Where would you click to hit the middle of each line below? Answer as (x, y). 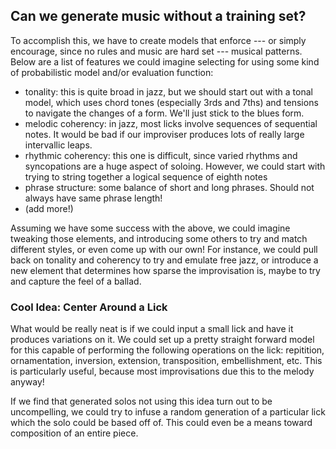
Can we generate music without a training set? (158, 16)
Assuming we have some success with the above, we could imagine (150, 228)
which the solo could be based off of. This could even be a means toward (161, 423)
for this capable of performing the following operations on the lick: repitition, (167, 350)
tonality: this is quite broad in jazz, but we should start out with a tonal (168, 91)
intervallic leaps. (58, 145)
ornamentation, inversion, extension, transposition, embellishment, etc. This (166, 361)
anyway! (27, 382)
